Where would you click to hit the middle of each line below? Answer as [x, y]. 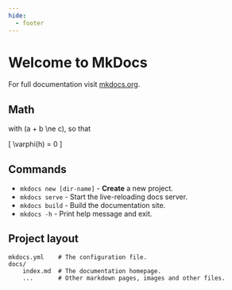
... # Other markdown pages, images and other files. [124, 278]
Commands [38, 169]
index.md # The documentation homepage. [92, 271]
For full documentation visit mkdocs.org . [74, 84]
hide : [17, 16]
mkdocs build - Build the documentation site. [93, 206]
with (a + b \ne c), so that [50, 129]
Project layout [44, 239]
